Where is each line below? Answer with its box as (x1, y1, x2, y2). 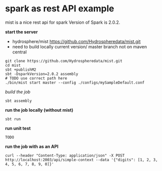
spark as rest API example (5, 3, 115, 14)
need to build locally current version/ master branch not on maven (12, 43, 147, 49)
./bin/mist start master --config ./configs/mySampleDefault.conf (5, 80, 145, 85)
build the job (5, 88, 31, 94)
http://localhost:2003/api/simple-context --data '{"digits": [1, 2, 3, (5, 157, 158, 162)
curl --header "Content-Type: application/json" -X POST (5, 153, 125, 158)
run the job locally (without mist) (5, 107, 74, 113)
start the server (5, 29, 38, 35)
